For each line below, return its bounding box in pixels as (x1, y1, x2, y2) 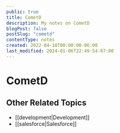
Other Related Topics (6, 97, 87, 108)
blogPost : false (6, 25, 47, 32)
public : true (6, 8, 39, 15)
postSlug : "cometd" (6, 31, 55, 37)
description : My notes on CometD (6, 20, 90, 26)
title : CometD (6, 14, 42, 20)
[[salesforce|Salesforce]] (14, 120, 77, 127)
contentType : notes (6, 37, 55, 43)
